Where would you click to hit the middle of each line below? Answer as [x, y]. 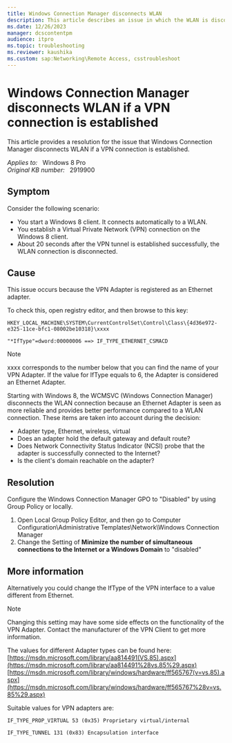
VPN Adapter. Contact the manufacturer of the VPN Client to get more [106, 629]
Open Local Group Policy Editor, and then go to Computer [99, 520]
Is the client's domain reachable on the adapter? [86, 461]
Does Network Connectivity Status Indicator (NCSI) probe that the [111, 446]
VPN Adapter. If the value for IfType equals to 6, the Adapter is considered [113, 375]
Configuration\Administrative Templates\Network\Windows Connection [118, 527]
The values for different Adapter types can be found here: [89, 650]
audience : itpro [30, 40]
